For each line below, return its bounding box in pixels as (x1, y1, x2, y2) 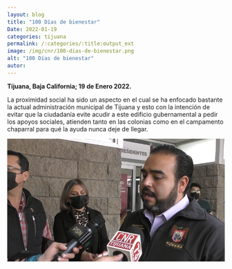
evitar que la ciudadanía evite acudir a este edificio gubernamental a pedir (7, 110, 218, 118)
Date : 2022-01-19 (7, 26, 57, 33)
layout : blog (7, 11, 45, 18)
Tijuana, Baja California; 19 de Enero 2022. (7, 82, 132, 90)
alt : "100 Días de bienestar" (7, 55, 95, 62)
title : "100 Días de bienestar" (7, 18, 100, 26)
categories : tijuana (7, 33, 67, 40)
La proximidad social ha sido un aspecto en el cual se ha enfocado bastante (7, 95, 223, 104)
